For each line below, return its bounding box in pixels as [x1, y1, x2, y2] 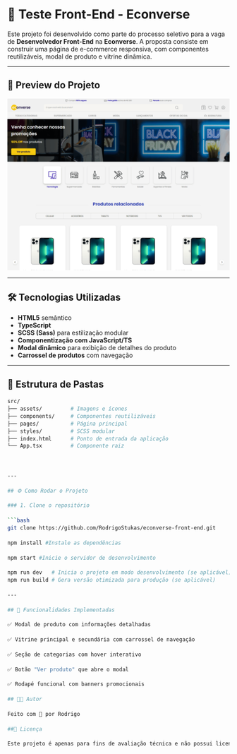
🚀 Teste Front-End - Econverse [7, 6, 190, 23]
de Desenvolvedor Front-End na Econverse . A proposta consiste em [7, 37, 209, 45]
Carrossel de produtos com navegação [17, 351, 133, 359]
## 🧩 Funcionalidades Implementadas [7, 606, 115, 614]
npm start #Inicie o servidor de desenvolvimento [7, 554, 157, 561]
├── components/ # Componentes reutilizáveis [7, 412, 157, 419]
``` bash [7, 517, 30, 525]
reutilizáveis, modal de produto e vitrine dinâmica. [7, 52, 152, 61]
